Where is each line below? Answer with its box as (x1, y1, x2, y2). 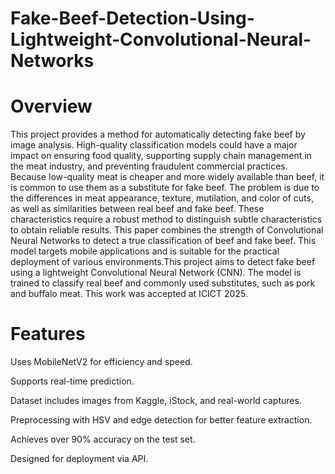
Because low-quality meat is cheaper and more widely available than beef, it (10, 171, 325, 183)
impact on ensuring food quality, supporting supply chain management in (10, 150, 312, 162)
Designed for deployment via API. (10, 453, 149, 465)
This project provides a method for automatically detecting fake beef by (10, 128, 306, 141)
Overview (10, 95, 93, 118)
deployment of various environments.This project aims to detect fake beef (10, 256, 316, 268)
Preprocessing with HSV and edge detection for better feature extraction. (10, 414, 313, 426)
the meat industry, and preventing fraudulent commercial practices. (10, 160, 288, 172)
